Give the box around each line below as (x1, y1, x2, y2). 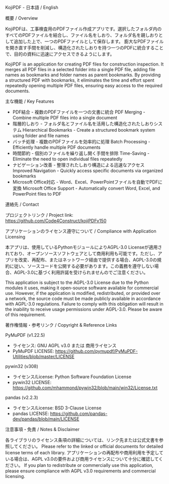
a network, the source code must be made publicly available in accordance (5, 295, 161, 301)
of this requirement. (5, 312, 46, 318)
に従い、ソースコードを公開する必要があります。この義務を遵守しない (9, 263, 154, 269)
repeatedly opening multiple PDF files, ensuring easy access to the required (5, 83, 162, 88)
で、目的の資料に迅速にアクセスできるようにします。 (5, 51, 115, 57)
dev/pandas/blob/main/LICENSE (12, 416, 79, 422)
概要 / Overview (5, 15, 38, 21)
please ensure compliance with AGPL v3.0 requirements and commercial (5, 468, 156, 474)
